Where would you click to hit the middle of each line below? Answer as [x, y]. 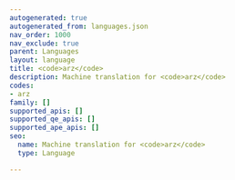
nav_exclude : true [44, 43]
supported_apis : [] [46, 111]
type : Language [46, 153]
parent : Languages [44, 52]
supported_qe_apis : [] [52, 119]
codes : [22, 85]
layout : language [42, 60]
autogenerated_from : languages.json [79, 26]
